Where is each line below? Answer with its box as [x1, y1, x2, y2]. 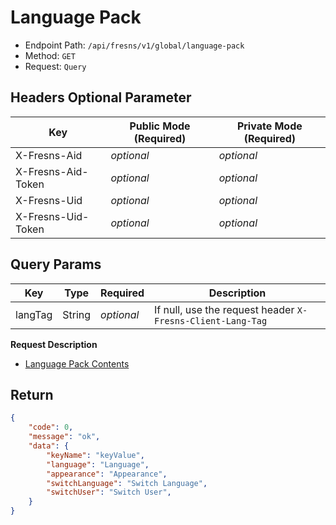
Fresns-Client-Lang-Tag [154, 315, 268, 326]
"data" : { [28, 441, 70, 451]
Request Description [10, 338, 98, 350]
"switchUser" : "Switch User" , [46, 487, 172, 498]
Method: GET [24, 49, 76, 61]
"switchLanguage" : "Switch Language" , [46, 478, 208, 488]
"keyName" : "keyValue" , [46, 450, 145, 460]
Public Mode [129, 119, 191, 133]
